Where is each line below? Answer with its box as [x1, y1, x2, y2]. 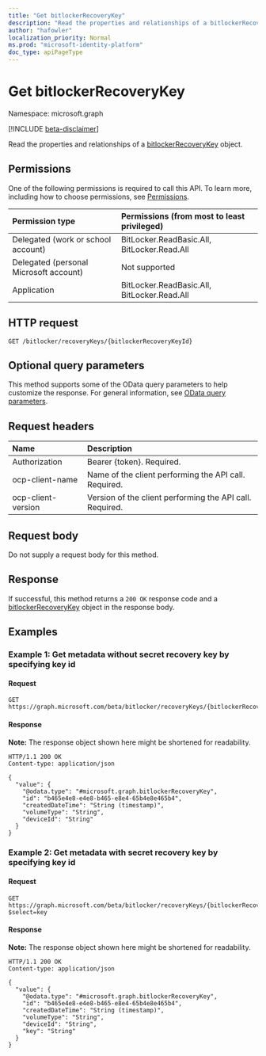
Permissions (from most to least [121, 211, 245, 222]
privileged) [121, 220, 164, 231]
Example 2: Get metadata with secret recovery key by [8, 847, 218, 858]
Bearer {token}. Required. [86, 456, 181, 467]
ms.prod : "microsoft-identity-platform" [8, 41, 144, 49]
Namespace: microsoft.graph [8, 109, 104, 118]
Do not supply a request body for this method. [8, 550, 159, 559]
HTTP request [8, 316, 79, 330]
